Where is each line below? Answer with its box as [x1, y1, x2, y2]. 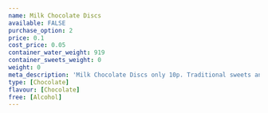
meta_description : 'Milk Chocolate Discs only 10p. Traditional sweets [8, 71, 251, 79]
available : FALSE [8, 19, 66, 27]
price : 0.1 [8, 33, 45, 42]
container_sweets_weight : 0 [8, 56, 102, 64]
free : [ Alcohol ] [8, 93, 62, 101]
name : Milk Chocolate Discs [8, 11, 102, 20]
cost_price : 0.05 [8, 41, 66, 49]
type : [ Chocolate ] [8, 78, 69, 86]
